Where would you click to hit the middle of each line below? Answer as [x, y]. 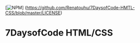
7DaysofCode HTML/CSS [59, 33]
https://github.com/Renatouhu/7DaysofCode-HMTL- [81, 8]
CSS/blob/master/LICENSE [33, 13]
